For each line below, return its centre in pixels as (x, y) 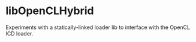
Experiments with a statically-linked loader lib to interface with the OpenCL (98, 27)
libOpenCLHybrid (50, 11)
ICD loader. (19, 33)
